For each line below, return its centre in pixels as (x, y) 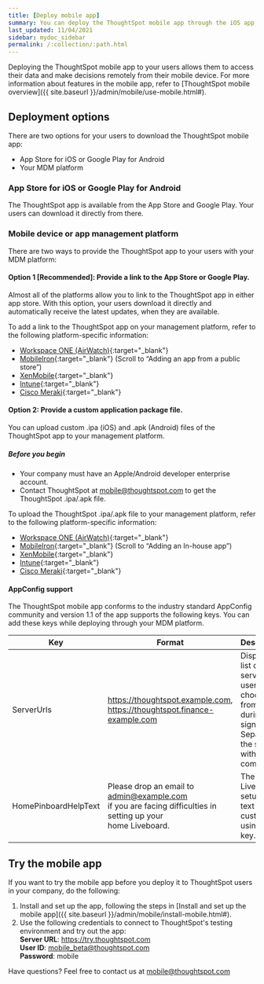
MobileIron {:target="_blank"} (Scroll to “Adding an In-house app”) (126, 545)
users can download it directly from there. (76, 214)
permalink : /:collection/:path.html (68, 45)
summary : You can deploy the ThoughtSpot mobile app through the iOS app (132, 23)
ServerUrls (32, 710)
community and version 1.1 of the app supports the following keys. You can (129, 615)
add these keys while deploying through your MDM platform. (106, 623)
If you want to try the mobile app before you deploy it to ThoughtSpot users (130, 882)
